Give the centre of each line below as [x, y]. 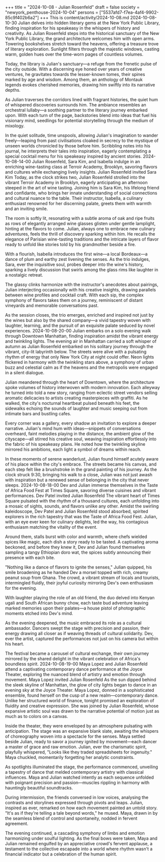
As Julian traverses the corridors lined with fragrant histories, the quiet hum [82, 100]
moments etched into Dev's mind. [39, 613]
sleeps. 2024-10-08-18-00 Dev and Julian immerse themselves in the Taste [82, 485]
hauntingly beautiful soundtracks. [39, 788]
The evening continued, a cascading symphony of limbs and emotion [75, 833]
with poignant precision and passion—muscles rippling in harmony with [77, 783]
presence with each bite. [30, 557]
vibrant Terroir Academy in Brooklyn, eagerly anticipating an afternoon [77, 182]
